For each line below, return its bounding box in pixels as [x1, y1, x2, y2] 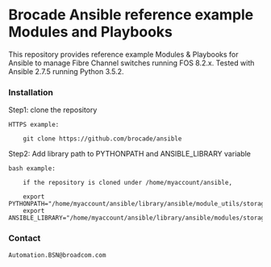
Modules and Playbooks [8, 23, 173, 41]
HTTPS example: [8, 121, 60, 129]
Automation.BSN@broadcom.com [8, 251, 106, 259]
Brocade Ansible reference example [8, 6, 254, 24]
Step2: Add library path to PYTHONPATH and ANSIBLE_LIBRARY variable [8, 149, 252, 159]
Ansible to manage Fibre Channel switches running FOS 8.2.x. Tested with [8, 58, 255, 68]
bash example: [8, 165, 56, 173]
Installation [8, 86, 54, 98]
